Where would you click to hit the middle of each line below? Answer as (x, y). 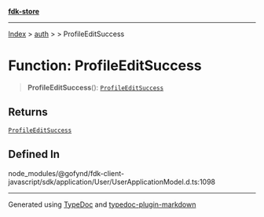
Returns (28, 112)
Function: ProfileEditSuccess (105, 66)
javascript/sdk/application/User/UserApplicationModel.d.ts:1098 (112, 182)
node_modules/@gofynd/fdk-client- (66, 173)
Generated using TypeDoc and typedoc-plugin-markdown (102, 204)
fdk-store (24, 11)
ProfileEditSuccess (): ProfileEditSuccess (95, 87)
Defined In (34, 154)
